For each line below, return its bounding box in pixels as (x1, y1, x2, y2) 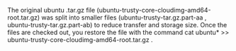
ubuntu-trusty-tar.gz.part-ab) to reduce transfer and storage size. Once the (7, 21, 227, 29)
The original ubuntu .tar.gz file (7, 6, 96, 14)
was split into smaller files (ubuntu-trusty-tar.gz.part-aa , (41, 13, 207, 22)
